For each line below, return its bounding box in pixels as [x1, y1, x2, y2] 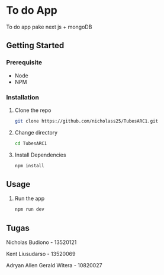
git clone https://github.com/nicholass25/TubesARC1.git [14, 118, 159, 124]
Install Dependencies [14, 151, 66, 158]
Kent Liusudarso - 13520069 [6, 251, 76, 258]
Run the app [14, 195, 45, 202]
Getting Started [6, 40, 65, 51]
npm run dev [14, 207, 44, 212]
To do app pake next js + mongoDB [6, 23, 92, 30]
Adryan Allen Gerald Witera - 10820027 [6, 262, 102, 269]
